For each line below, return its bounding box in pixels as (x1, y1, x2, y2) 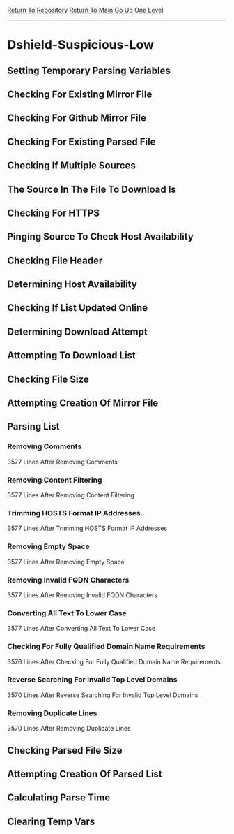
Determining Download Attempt (7, 325, 148, 337)
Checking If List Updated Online (7, 302, 148, 314)
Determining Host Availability (7, 279, 137, 291)
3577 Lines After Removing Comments (7, 458, 118, 466)
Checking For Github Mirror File (7, 112, 146, 124)
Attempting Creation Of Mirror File (7, 397, 159, 409)
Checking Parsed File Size (7, 744, 123, 756)
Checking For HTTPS (7, 207, 100, 219)
